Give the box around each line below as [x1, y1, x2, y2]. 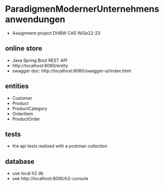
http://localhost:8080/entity [12, 62, 68, 68]
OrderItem [12, 110, 33, 116]
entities [5, 82, 29, 90]
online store [5, 44, 43, 53]
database [5, 157, 35, 165]
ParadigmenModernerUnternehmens [5, 3, 160, 15]
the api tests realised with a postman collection [12, 143, 108, 149]
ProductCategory [12, 106, 48, 111]
